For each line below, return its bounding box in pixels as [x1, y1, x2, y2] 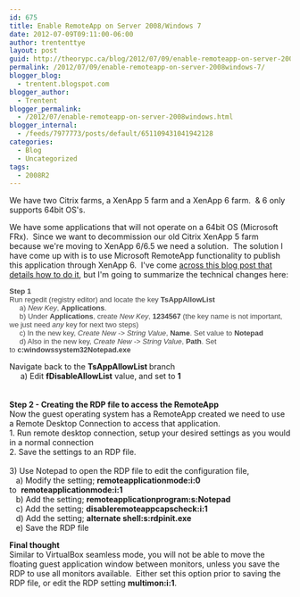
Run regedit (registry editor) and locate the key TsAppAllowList [9, 295, 216, 304]
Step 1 [9, 286, 32, 296]
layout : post [9, 46, 58, 55]
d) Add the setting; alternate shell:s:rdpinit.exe [15, 513, 192, 524]
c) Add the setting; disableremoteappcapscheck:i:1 [15, 503, 208, 514]
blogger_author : [9, 87, 70, 96]
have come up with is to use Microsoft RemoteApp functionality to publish [9, 251, 281, 261]
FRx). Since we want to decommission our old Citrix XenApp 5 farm [9, 231, 259, 242]
